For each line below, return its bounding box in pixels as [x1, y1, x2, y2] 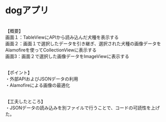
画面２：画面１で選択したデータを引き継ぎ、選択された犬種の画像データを [5, 40, 161, 46]
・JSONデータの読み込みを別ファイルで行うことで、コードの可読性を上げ [5, 105, 160, 111]
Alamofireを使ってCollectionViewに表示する [5, 47, 97, 53]
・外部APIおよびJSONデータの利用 [5, 76, 78, 82]
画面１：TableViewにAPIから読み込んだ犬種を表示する [5, 34, 119, 40]
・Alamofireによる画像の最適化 [5, 82, 70, 88]
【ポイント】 [5, 69, 32, 75]
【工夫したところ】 [5, 98, 46, 104]
